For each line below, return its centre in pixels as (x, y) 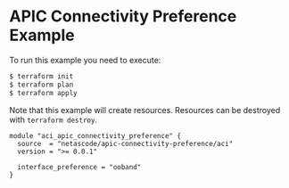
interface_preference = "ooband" (79, 167)
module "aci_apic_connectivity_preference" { (95, 135)
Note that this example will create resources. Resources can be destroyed (145, 110)
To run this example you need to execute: (85, 60)
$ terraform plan (41, 85)
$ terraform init (41, 76)
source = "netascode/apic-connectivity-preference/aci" (125, 143)
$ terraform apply (43, 93)
